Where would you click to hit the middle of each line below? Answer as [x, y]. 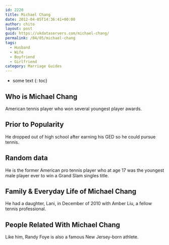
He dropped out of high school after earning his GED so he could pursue [80, 136]
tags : [11, 43]
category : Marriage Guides [34, 66]
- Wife [17, 52]
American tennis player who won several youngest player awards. [74, 109]
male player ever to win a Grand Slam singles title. [57, 175]
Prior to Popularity [35, 125]
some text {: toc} [30, 81]
